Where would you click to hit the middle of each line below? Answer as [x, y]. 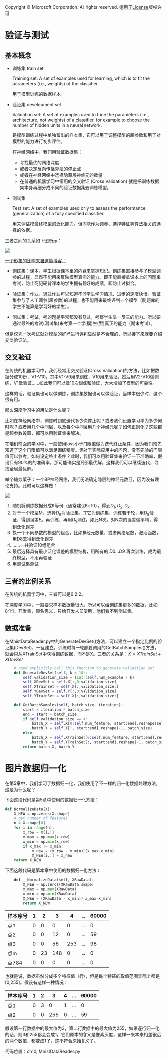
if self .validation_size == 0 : [55, 719]
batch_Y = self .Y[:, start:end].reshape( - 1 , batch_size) [92, 728]
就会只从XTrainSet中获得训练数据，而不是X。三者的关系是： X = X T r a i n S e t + [83, 654]
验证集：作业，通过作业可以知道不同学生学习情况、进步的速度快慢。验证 [86, 294]
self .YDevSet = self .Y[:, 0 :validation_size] [70, 691]
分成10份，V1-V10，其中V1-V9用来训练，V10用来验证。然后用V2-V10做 [82, 376]
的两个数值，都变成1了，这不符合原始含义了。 [52, 1041]
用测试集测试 [25, 564]
